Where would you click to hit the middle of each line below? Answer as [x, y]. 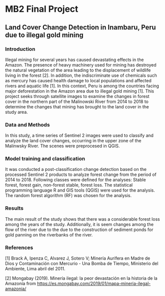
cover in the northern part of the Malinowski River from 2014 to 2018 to [77, 101]
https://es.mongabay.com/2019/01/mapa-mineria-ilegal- [94, 284]
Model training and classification [45, 159]
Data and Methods [27, 125]
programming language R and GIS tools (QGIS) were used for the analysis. [80, 190]
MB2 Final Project [42, 9]
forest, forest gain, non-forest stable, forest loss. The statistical [69, 185]
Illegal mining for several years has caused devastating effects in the [74, 60]
